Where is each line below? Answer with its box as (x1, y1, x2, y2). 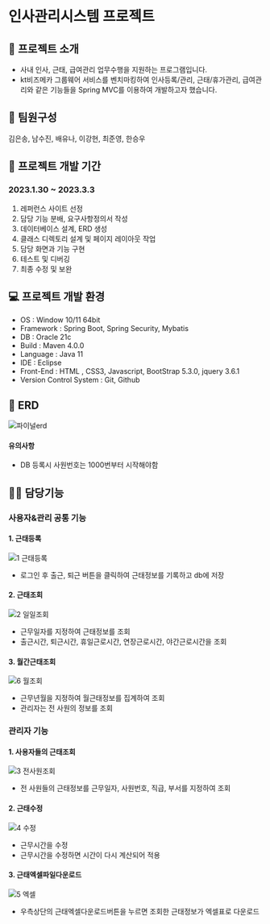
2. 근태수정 (8, 803, 43, 813)
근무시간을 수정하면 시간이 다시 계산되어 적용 (19, 850, 161, 860)
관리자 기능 (8, 726, 49, 737)
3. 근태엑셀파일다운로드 (8, 870, 82, 880)
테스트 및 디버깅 (19, 254, 70, 263)
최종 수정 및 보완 (19, 263, 73, 274)
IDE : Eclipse (19, 358, 62, 367)
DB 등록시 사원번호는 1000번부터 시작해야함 (19, 460, 159, 470)
